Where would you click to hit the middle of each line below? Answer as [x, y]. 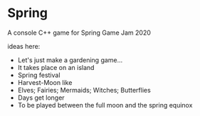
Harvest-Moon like [45, 82]
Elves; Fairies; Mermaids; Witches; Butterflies [84, 90]
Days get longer [41, 98]
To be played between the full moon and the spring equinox [105, 105]
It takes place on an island [56, 67]
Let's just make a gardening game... [70, 60]
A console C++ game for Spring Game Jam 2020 [79, 33]
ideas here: [24, 46]
